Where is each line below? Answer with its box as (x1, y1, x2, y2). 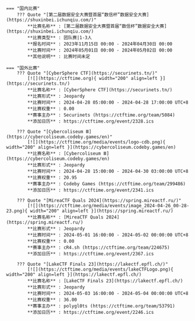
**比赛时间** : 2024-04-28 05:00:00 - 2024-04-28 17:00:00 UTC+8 (27, 99, 188, 105)
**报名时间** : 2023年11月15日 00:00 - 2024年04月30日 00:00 (27, 41, 173, 47)
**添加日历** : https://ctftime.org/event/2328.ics (27, 118, 154, 124)
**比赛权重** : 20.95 (27, 175, 77, 181)
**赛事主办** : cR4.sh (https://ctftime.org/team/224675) (27, 245, 170, 251)
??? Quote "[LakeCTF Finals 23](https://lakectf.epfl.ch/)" (17, 261, 168, 267)
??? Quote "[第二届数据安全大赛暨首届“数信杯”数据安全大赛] (17, 12, 149, 18)
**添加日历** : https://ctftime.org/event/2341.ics (27, 187, 154, 193)
